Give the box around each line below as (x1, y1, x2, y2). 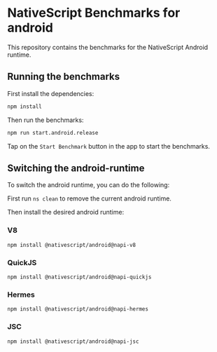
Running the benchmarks (7, 71, 120, 83)
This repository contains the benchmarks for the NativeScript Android (7, 43, 209, 51)
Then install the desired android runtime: (7, 208, 125, 217)
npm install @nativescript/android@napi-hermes (7, 306, 149, 313)
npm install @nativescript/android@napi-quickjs (7, 273, 152, 280)
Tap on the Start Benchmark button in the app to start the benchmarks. (7, 142, 210, 150)
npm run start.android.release (7, 129, 99, 136)
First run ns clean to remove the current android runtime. (7, 194, 171, 203)
